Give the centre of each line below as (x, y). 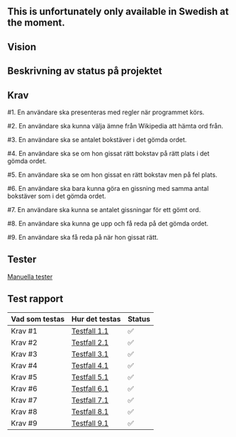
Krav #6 (24, 388)
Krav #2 (24, 342)
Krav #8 (24, 411)
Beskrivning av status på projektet (85, 71)
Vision (22, 46)
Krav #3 (24, 354)
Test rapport (35, 299)
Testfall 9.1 (90, 423)
